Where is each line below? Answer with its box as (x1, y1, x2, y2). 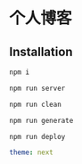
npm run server (9, 84, 66, 93)
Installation (9, 44, 73, 59)
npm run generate (9, 116, 74, 125)
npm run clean (9, 100, 62, 109)
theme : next (9, 148, 53, 157)
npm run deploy (9, 132, 66, 141)
